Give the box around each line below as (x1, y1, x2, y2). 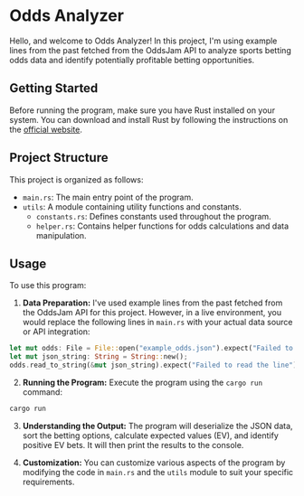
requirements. (22, 476, 75, 487)
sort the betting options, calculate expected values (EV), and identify (22, 430, 279, 441)
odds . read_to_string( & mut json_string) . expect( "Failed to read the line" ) (9, 360, 298, 370)
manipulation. (35, 229, 88, 240)
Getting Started (9, 80, 99, 96)
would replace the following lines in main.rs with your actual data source (22, 317, 293, 328)
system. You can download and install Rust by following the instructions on (9, 114, 289, 125)
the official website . (9, 124, 83, 135)
